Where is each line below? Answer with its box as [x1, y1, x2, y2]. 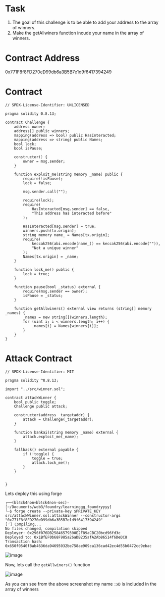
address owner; [14, 124, 46, 129]
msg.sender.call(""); [23, 189, 68, 194]
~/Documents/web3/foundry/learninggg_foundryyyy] [5, 504, 112, 509]
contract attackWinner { [5, 395, 56, 400]
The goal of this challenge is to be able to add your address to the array [12, 19, 159, 25]
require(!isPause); [23, 176, 63, 181]
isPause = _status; [23, 293, 63, 298]
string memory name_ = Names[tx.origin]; [23, 232, 110, 238]
